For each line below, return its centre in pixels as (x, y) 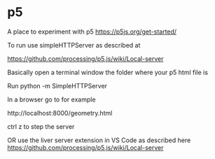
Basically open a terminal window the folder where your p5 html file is (108, 72)
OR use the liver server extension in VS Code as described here (99, 140)
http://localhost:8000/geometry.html (60, 113)
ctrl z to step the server (41, 126)
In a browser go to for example (51, 99)
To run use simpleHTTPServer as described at (74, 45)
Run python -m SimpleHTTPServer (57, 85)
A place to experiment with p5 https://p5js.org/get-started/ (92, 32)
